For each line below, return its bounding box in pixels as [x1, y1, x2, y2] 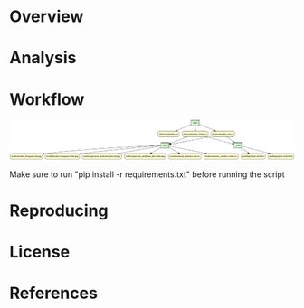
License [9, 242, 71, 263]
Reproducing [9, 201, 109, 220]
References [9, 283, 98, 303]
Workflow [9, 89, 85, 109]
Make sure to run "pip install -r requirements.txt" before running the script [9, 169, 285, 180]
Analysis [9, 48, 77, 69]
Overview [9, 6, 84, 27]
